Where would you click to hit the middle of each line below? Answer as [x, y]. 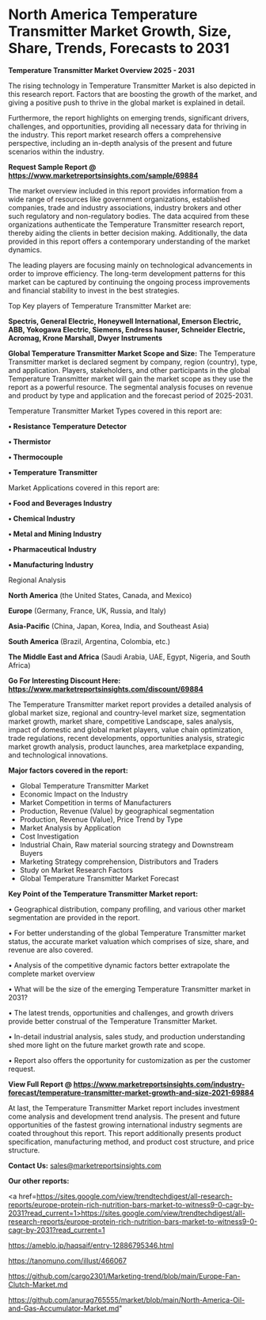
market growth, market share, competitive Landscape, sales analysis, [121, 721]
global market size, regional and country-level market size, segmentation [127, 712]
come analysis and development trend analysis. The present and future [124, 1116]
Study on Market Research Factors [76, 869]
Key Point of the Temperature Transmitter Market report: [103, 893]
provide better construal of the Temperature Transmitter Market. [113, 1021]
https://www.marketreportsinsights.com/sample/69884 [103, 175]
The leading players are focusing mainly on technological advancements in [130, 265]
